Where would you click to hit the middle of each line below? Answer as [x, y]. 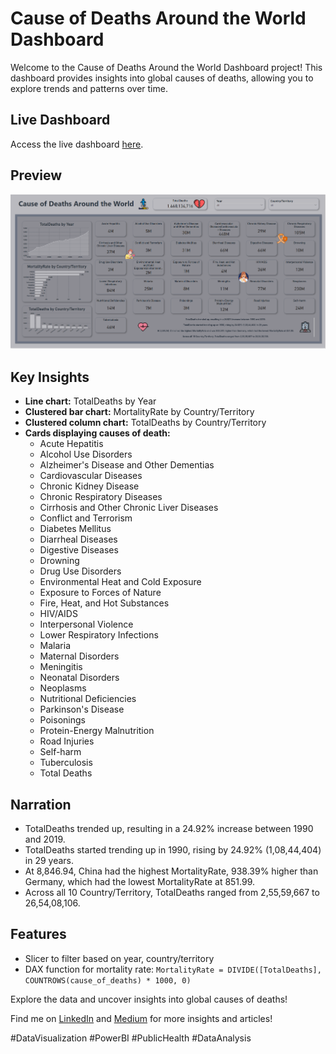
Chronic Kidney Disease [89, 486]
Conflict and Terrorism [86, 518]
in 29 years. [49, 860]
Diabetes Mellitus [75, 529]
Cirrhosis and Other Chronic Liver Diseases [129, 508]
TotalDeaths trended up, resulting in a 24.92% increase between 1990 [169, 828]
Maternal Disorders [79, 656]
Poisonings [62, 720]
